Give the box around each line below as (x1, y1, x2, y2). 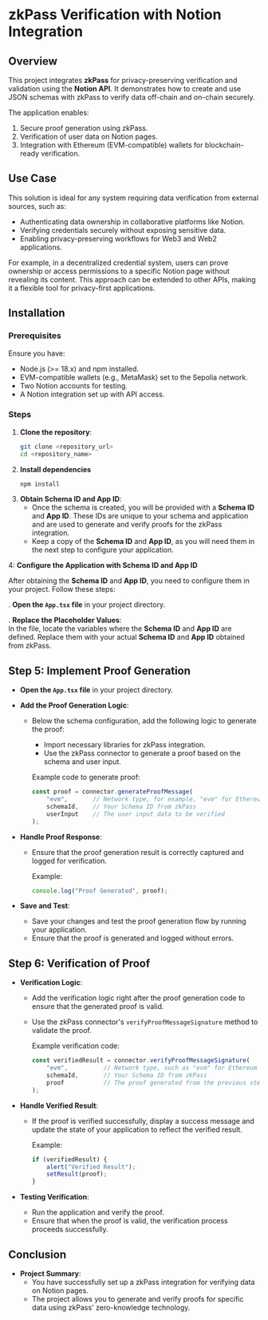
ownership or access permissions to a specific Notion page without (8, 266, 230, 276)
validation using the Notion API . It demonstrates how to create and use (8, 84, 242, 93)
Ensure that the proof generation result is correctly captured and (31, 847, 245, 857)
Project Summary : (19, 1268, 81, 1278)
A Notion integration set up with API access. (19, 389, 165, 399)
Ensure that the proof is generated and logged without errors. (31, 933, 234, 943)
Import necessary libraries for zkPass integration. (43, 740, 206, 750)
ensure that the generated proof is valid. (31, 1002, 164, 1011)
